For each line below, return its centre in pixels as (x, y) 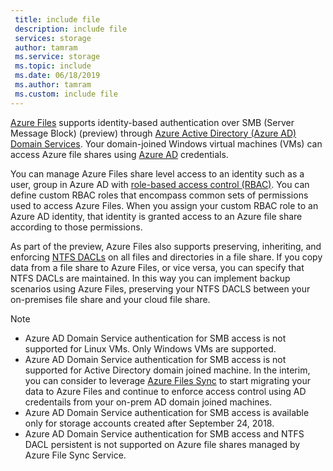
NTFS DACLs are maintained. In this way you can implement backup (150, 278)
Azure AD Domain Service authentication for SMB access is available (167, 412)
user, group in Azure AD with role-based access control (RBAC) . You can (160, 184)
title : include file (57, 19)
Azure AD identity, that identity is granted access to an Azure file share (156, 216)
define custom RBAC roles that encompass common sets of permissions (159, 195)
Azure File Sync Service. (75, 455)
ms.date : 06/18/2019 (57, 76)
